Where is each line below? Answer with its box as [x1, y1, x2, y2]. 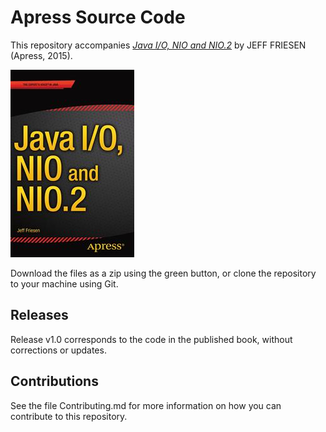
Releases [10, 307, 69, 324]
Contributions [10, 373, 99, 390]
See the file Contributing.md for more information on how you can [10, 399, 282, 411]
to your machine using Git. [10, 277, 119, 290]
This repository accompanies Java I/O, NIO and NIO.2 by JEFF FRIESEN [10, 39, 307, 51]
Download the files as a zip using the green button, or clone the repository [10, 267, 317, 279]
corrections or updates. [10, 344, 107, 356]
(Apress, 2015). [10, 49, 73, 61]
